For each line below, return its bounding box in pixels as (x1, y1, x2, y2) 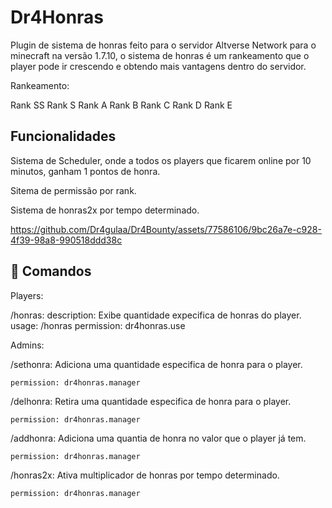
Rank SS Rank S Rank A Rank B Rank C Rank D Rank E (10, 99, 233, 111)
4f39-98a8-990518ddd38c (10, 234, 123, 246)
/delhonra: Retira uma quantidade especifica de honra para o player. (10, 395, 292, 407)
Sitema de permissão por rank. (10, 184, 137, 196)
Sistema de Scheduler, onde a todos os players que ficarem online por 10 (10, 154, 312, 166)
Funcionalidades (10, 128, 117, 145)
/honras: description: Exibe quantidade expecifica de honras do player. (10, 309, 302, 321)
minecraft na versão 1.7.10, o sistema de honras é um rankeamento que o (10, 49, 310, 61)
